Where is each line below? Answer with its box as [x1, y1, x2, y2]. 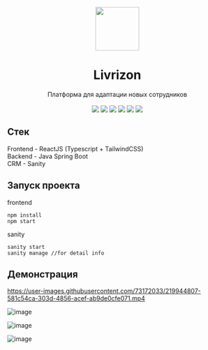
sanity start [7, 243, 45, 250]
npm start [7, 218, 36, 225]
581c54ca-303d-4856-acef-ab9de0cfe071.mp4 [7, 294, 145, 303]
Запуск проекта [7, 180, 80, 192]
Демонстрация [7, 268, 78, 280]
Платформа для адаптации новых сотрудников [47, 90, 187, 98]
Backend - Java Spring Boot [7, 152, 89, 160]
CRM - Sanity [7, 159, 46, 167]
